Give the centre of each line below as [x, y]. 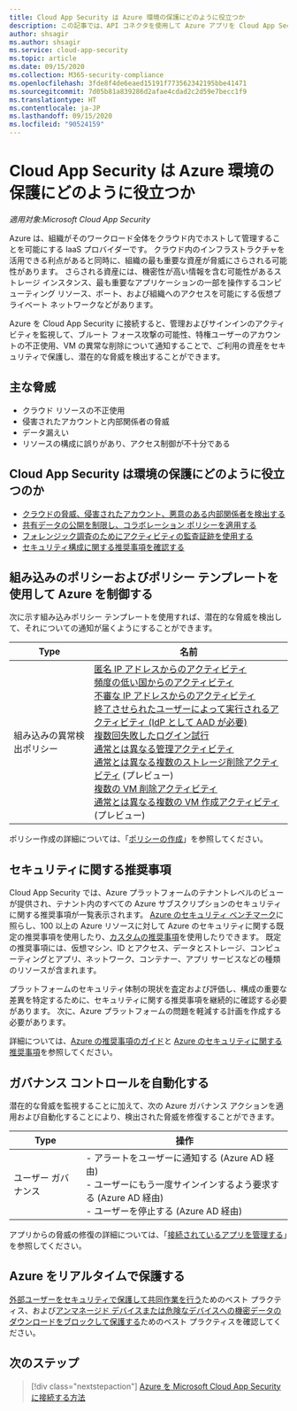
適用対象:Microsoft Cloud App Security [80, 219]
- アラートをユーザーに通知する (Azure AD [174, 1158]
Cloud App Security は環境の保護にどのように [136, 474]
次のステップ [44, 1364]
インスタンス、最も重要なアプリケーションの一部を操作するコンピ [162, 282]
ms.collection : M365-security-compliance [87, 75]
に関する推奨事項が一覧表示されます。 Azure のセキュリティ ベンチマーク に [147, 915]
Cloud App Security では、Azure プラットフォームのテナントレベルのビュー [147, 893]
